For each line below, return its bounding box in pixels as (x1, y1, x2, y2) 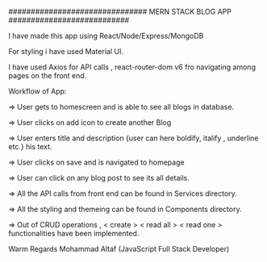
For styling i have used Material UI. (8, 47, 123, 56)
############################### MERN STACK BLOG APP (8, 7, 232, 16)
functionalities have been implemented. (8, 229, 140, 238)
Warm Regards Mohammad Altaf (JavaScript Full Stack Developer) (8, 244, 230, 253)
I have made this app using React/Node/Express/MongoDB (8, 31, 204, 40)
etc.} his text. (8, 142, 52, 152)
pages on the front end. (8, 71, 87, 80)
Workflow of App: (8, 86, 67, 96)
